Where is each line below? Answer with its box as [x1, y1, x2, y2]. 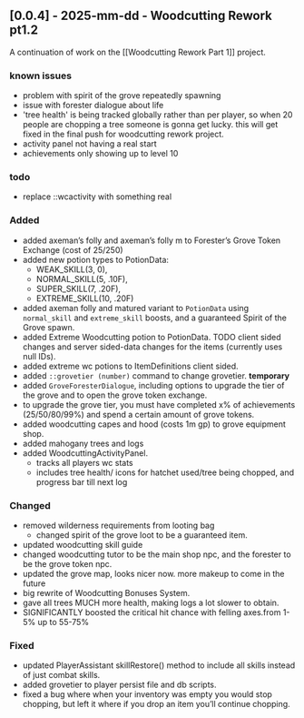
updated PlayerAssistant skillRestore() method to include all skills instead [22, 660, 296, 671]
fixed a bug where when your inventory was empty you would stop [22, 689, 272, 700]
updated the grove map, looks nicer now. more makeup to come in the [22, 569, 285, 579]
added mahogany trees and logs [22, 438, 144, 449]
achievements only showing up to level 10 [22, 148, 179, 159]
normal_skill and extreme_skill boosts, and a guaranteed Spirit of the [22, 312, 288, 323]
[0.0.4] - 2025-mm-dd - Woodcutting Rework [9, 8, 272, 24]
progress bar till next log [35, 476, 128, 487]
